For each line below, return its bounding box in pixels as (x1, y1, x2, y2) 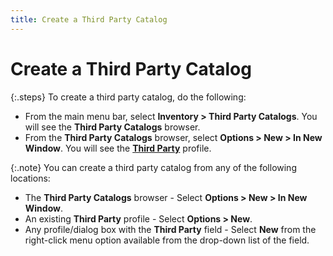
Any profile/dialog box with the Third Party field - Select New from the (24, 223, 317, 235)
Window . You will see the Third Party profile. (24, 142, 212, 154)
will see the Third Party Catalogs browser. (24, 121, 201, 133)
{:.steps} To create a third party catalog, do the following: (10, 91, 247, 103)
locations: (10, 172, 51, 184)
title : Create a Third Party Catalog (10, 14, 168, 25)
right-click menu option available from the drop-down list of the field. (24, 234, 310, 246)
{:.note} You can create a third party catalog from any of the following (10, 161, 297, 173)
